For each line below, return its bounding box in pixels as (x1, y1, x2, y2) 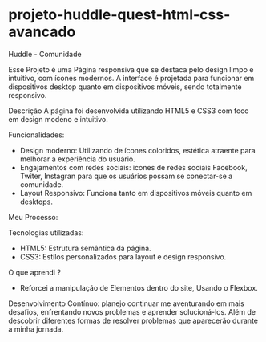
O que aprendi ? (8, 267, 62, 277)
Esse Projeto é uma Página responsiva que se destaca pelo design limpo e (8, 64, 254, 74)
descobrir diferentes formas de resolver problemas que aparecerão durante (8, 316, 259, 325)
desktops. (19, 197, 54, 206)
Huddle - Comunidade (8, 49, 82, 59)
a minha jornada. (8, 324, 64, 334)
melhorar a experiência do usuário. (19, 154, 136, 164)
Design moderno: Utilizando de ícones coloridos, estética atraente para (19, 145, 256, 155)
